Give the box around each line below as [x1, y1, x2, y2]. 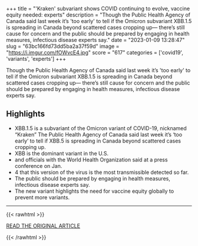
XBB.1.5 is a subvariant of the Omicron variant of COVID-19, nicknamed [14, 124, 187, 132]
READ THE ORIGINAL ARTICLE [6, 222, 81, 229]
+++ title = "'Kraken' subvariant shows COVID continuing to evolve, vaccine [6, 5, 190, 12]
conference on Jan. [14, 162, 62, 169]
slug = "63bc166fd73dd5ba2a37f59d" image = [6, 43, 120, 50]
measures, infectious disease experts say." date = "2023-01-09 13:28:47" [6, 37, 185, 43]
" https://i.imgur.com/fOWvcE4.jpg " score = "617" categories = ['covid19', [6, 49, 184, 56]
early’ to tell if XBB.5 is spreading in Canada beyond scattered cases [14, 137, 181, 144]
